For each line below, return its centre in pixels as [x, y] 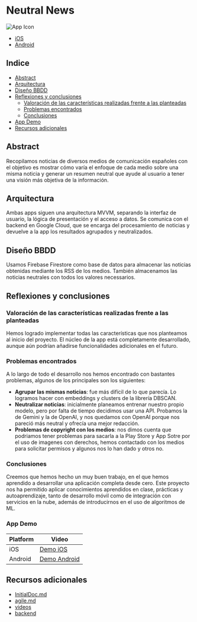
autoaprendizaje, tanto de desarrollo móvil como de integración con [89, 496]
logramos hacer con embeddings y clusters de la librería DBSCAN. [96, 398]
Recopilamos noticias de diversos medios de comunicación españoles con [97, 161]
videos [23, 607]
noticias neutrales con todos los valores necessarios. [71, 277]
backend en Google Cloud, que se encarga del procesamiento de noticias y [98, 226]
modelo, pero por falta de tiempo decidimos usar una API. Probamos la [101, 411]
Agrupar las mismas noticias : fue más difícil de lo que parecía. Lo [95, 392]
